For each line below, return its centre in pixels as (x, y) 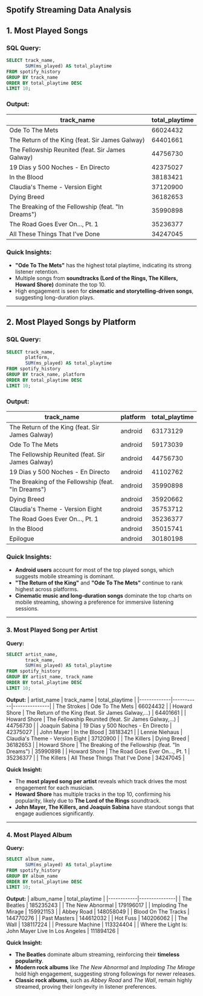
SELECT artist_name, (32, 654)
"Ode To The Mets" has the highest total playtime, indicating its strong (103, 265)
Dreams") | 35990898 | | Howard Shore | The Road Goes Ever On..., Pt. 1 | (98, 751)
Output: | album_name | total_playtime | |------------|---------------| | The (99, 899)
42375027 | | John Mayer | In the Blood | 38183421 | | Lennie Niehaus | (95, 732)
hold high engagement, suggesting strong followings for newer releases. (105, 974)
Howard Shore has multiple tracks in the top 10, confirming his (93, 794)
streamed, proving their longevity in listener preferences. (86, 987)
